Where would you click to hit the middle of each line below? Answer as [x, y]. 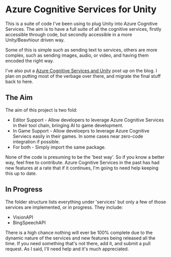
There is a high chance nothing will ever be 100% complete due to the [79, 232]
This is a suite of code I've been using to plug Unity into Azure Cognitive [81, 24]
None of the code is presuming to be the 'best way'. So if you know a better [85, 157]
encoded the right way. [30, 60]
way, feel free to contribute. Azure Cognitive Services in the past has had [82, 162]
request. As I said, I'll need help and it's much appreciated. [67, 249]
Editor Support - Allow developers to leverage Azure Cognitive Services [88, 120]
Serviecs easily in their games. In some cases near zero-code [78, 136]
